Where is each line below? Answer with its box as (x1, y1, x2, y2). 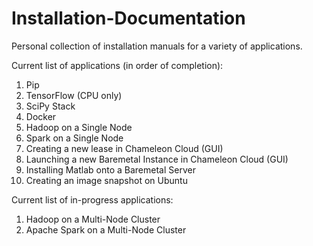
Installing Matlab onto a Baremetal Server (25, 163, 196, 176)
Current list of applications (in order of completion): (11, 59, 224, 71)
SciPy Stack (25, 100, 76, 112)
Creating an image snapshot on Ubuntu (25, 174, 188, 186)
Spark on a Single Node (25, 132, 124, 144)
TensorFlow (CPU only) (25, 89, 123, 101)
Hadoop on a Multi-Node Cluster (25, 213, 161, 225)
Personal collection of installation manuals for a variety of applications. (11, 40, 303, 52)
